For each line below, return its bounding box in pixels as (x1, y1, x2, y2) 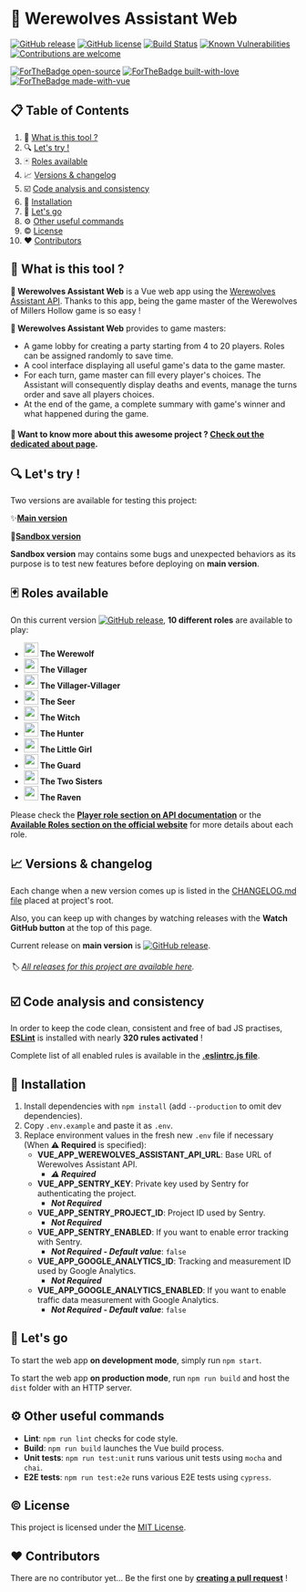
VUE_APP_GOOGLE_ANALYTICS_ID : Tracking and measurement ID (36, 1256, 291, 1266)
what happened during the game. (23, 408, 149, 419)
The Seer (40, 696, 76, 707)
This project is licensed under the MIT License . (10, 1522, 187, 1533)
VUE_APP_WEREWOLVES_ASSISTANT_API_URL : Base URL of (36, 1149, 272, 1161)
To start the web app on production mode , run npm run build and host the (10, 1372, 291, 1383)
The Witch (40, 711, 81, 723)
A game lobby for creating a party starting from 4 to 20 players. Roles (23, 340, 285, 351)
